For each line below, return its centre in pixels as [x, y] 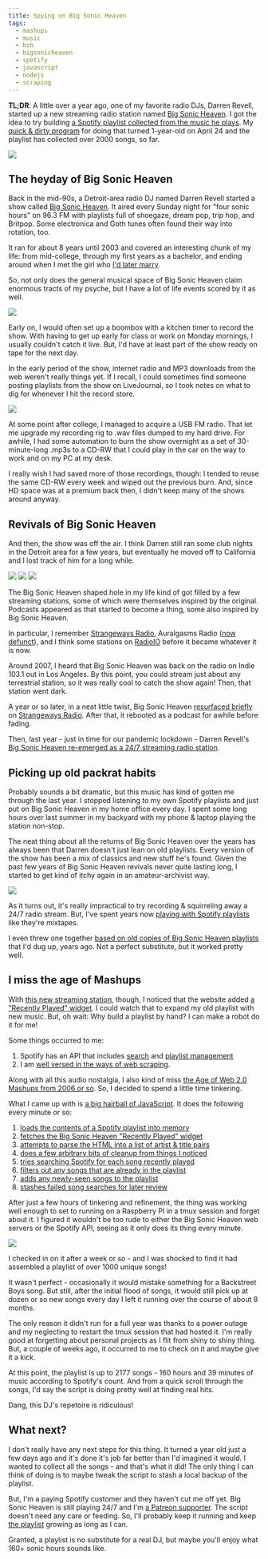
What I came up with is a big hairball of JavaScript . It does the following [126, 1103]
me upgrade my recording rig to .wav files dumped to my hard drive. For [127, 433]
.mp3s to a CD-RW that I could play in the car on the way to [148, 450]
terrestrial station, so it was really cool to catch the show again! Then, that [130, 683]
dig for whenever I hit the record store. [72, 394]
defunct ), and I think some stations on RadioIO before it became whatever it [132, 642]
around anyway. [35, 499]
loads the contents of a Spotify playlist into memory [104, 1127]
